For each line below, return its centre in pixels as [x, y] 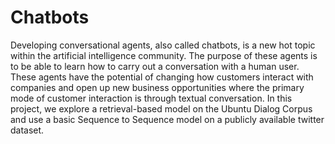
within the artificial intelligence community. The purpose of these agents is [164, 55]
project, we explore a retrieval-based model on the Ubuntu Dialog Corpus [161, 108]
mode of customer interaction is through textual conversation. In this [151, 98]
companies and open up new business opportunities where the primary [157, 87]
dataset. [27, 130]
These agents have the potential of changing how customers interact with [162, 77]
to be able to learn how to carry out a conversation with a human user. [155, 66]
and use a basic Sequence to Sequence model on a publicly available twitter [167, 119]
